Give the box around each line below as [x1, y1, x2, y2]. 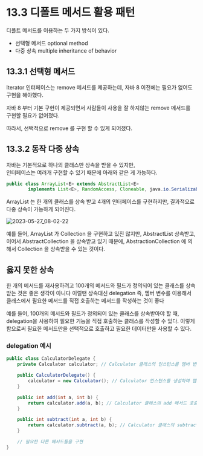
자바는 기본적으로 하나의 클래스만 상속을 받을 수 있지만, [6, 161, 135, 168]
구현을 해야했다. [6, 91, 44, 99]
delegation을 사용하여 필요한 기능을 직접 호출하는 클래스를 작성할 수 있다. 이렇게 [6, 318, 195, 325]
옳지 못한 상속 [6, 264, 54, 275]
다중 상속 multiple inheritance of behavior [14, 47, 117, 54]
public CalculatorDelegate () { [17, 373, 96, 379]
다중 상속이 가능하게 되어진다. [6, 206, 76, 213]
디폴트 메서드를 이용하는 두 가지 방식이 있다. [6, 27, 110, 34]
